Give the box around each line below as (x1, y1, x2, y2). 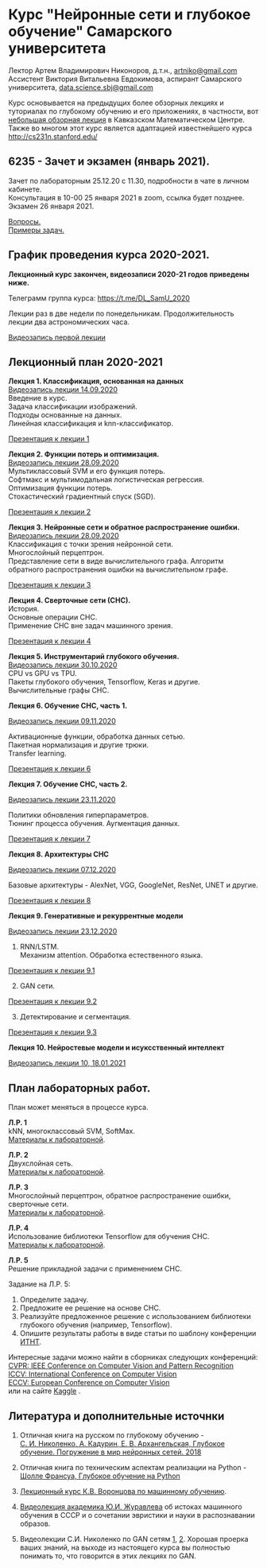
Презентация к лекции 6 (8, 764, 91, 774)
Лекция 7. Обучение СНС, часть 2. (8, 779, 128, 789)
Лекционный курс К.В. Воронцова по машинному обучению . (19, 1487, 227, 1496)
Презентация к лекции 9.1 (8, 966, 95, 976)
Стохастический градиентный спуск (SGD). (8, 491, 157, 502)
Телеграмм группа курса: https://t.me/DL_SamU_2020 (8, 293, 191, 303)
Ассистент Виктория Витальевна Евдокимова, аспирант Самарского (8, 74, 242, 83)
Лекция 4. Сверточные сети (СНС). (8, 596, 131, 605)
